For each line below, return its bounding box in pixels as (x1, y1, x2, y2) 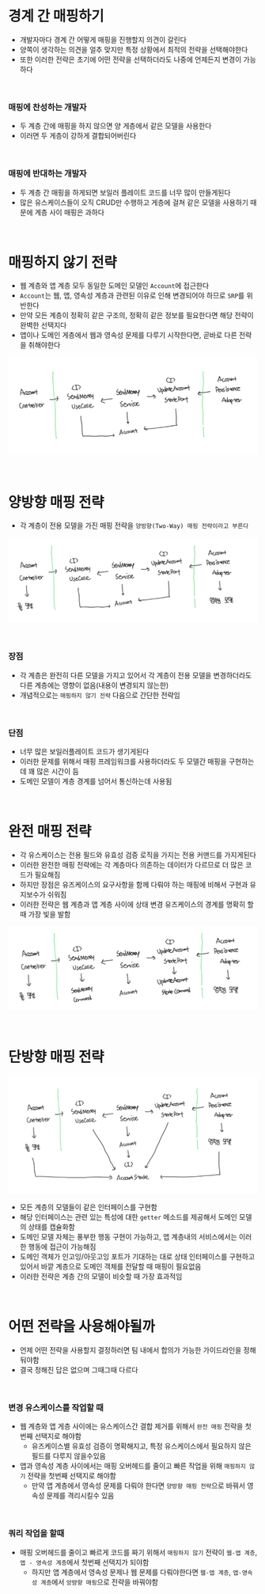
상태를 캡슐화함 (28, 1222, 75, 1232)
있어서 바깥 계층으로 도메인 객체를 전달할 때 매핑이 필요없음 (19, 1262, 202, 1271)
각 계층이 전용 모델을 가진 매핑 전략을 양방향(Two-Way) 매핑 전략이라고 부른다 (19, 521, 249, 530)
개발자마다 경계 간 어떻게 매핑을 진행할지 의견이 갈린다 (19, 35, 187, 44)
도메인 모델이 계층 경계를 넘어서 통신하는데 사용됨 (19, 776, 172, 786)
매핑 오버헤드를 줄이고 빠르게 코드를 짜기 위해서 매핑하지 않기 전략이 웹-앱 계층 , (19, 1547, 258, 1557)
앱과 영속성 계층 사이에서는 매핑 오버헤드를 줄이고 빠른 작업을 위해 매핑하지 (19, 1461, 247, 1471)
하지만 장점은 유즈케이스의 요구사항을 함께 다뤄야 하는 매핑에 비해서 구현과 (19, 880, 248, 890)
